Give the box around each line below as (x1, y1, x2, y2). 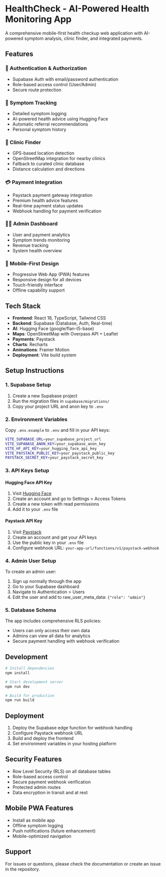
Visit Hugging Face (12, 491, 52, 497)
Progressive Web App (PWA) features (12, 271, 90, 277)
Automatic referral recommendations (12, 121, 88, 127)
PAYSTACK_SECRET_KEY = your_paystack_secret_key (5, 455, 104, 460)
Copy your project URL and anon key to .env (12, 403, 104, 409)
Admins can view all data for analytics (12, 633, 91, 639)
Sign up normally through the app (12, 578, 82, 584)
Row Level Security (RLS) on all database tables (12, 768, 111, 774)
